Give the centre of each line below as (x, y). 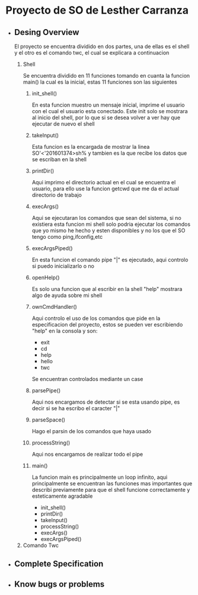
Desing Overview (47, 32)
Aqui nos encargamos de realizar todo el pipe (87, 454)
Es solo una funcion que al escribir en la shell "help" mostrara (107, 289)
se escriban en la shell (59, 159)
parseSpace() (49, 420)
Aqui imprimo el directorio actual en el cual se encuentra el (104, 182)
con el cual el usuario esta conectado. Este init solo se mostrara (110, 111)
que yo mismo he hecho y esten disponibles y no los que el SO (108, 231)
